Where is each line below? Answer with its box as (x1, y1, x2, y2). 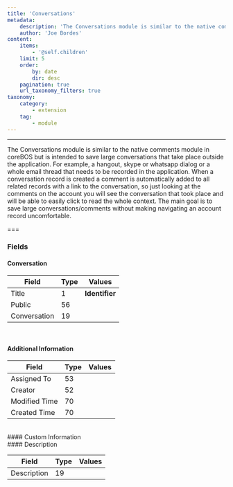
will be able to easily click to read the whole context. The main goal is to (7, 197, 213, 205)
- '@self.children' (32, 49, 89, 56)
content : (7, 36, 33, 43)
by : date (32, 68, 58, 75)
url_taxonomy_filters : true (19, 87, 101, 94)
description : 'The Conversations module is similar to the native (19, 23, 216, 30)
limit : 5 (19, 55, 45, 62)
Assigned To (10, 373, 52, 383)
